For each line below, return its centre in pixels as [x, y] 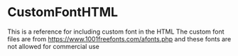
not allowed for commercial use [53, 46]
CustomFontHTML [63, 12]
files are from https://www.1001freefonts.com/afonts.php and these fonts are [119, 38]
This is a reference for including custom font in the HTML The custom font [116, 31]
